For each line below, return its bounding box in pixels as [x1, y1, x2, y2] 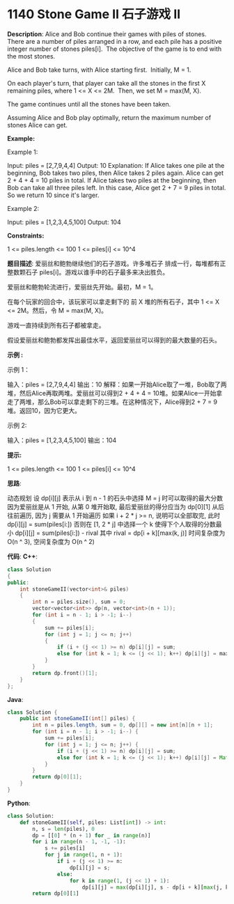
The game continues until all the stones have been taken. [7, 100, 171, 108]
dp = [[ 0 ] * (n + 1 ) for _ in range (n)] [32, 832, 151, 839]
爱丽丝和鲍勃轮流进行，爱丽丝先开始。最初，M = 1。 [7, 283, 157, 291]
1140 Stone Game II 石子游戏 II [7, 6, 181, 22]
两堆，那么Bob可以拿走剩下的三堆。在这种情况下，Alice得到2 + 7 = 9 [19, 398, 218, 406]
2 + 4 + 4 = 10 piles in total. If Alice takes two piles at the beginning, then [7, 176, 217, 185]
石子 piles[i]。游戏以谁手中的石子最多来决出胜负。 [25, 267, 169, 276]
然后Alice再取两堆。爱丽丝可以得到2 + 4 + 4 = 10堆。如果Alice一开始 [19, 389, 217, 397]
